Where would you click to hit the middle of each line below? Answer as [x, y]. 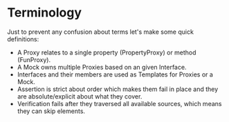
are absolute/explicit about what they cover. [80, 96]
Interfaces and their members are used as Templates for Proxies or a [115, 74]
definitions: [23, 39]
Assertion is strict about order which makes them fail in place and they [118, 89]
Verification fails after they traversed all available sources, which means [119, 103]
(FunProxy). [34, 59]
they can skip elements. [51, 111]
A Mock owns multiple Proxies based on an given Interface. [102, 67]
